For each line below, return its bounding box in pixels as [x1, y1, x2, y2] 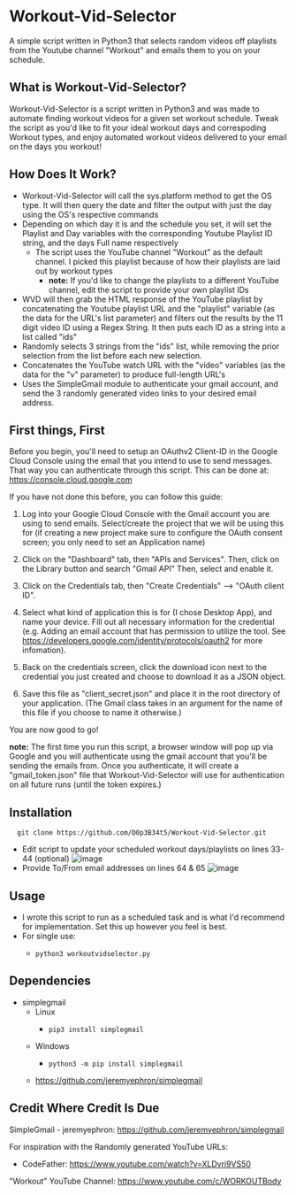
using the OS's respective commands [21, 209, 159, 220]
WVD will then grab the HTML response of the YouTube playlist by [21, 294, 263, 305]
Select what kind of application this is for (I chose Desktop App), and [21, 607, 272, 618]
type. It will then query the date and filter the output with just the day [21, 199, 272, 210]
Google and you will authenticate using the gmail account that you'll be [9, 751, 268, 762]
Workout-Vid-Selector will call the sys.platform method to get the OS [21, 190, 272, 201]
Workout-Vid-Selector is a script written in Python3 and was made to [9, 104, 260, 114]
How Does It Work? [9, 166, 117, 182]
